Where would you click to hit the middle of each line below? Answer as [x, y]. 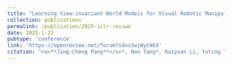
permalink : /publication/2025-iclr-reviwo [69, 26]
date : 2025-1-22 [30, 33]
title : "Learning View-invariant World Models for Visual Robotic [105, 13]
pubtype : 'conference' [40, 39]
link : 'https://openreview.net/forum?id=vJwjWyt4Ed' [85, 45]
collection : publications [44, 20]
